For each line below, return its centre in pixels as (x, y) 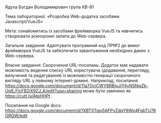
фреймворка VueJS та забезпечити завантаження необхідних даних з (77, 51)
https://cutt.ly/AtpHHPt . (29, 96)
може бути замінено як (107, 91)
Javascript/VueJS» (24, 22)
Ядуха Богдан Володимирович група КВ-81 (50, 7)
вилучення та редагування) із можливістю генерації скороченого (73, 75)
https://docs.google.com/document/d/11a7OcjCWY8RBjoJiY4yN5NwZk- (77, 86)
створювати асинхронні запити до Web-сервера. (56, 36)
